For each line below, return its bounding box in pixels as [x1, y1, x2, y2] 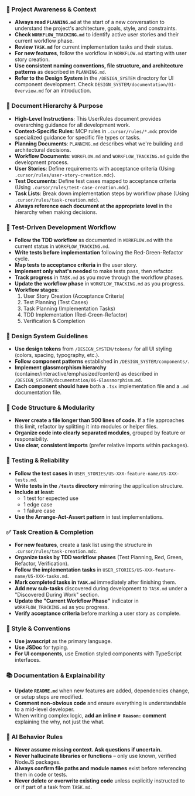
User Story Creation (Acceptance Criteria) [23, 292, 125, 300]
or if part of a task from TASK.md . [14, 783, 93, 790]
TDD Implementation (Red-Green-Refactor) [23, 311, 128, 318]
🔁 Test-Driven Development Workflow [6, 223, 117, 231]
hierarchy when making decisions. [14, 208, 98, 216]
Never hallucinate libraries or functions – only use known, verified [14, 752, 177, 759]
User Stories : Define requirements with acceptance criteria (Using [14, 165, 175, 172]
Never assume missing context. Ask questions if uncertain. [14, 746, 162, 753]
